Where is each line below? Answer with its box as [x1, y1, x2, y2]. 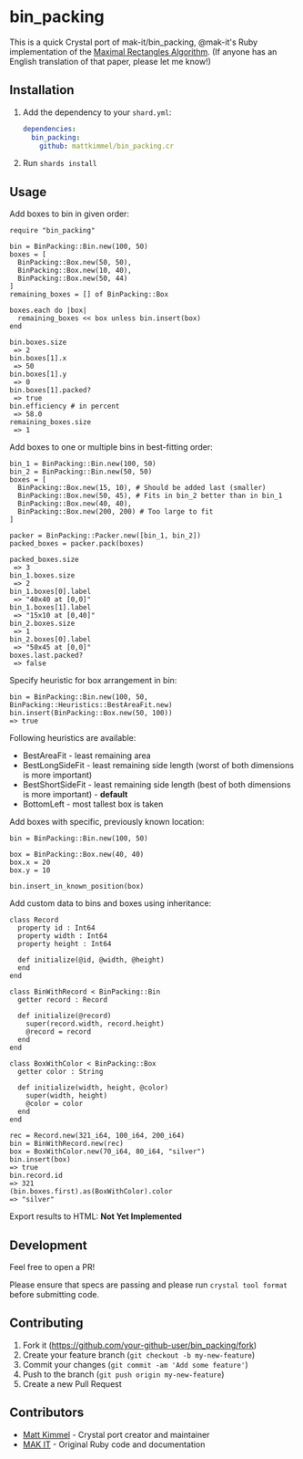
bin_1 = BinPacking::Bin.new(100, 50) [9, 459, 157, 469]
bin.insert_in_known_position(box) [9, 882, 145, 891]
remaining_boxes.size [9, 418, 92, 427]
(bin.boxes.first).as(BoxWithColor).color [9, 1187, 173, 1196]
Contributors [9, 1405, 85, 1421]
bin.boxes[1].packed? [9, 386, 92, 395]
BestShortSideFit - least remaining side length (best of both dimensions [22, 779, 291, 790]
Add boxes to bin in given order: [9, 208, 130, 220]
